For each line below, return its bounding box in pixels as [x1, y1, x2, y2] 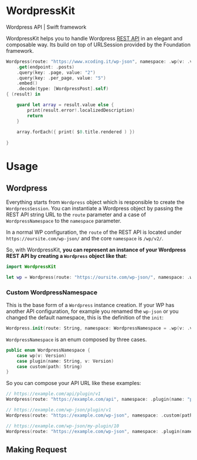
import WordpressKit [6, 264, 57, 270]
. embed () [16, 80, 38, 86]
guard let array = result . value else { [16, 102, 114, 108]
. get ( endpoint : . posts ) [16, 64, 75, 70]
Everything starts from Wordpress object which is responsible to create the [6, 199, 185, 206]
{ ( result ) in [6, 91, 41, 97]
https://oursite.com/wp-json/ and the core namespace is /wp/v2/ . [6, 235, 164, 242]
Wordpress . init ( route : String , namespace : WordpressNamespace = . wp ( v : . [6, 325, 191, 332]
